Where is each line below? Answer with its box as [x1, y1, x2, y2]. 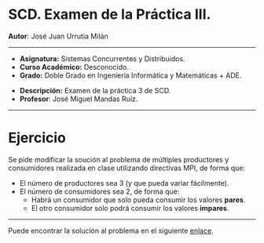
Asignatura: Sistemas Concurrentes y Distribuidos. [19, 53, 186, 63]
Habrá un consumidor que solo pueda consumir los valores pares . [31, 194, 246, 205]
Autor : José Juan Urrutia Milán [8, 31, 108, 41]
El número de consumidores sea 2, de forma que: [19, 187, 180, 196]
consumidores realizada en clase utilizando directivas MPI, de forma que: [8, 163, 246, 172]
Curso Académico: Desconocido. [19, 62, 130, 71]
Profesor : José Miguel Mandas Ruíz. [19, 94, 138, 103]
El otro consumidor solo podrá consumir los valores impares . [31, 203, 229, 212]
